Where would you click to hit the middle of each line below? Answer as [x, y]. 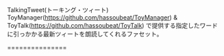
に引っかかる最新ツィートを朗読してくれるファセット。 [85, 34]
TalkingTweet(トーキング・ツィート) [58, 10]
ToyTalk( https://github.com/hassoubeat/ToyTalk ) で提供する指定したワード [112, 25]
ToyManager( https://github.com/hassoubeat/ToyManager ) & [92, 18]
